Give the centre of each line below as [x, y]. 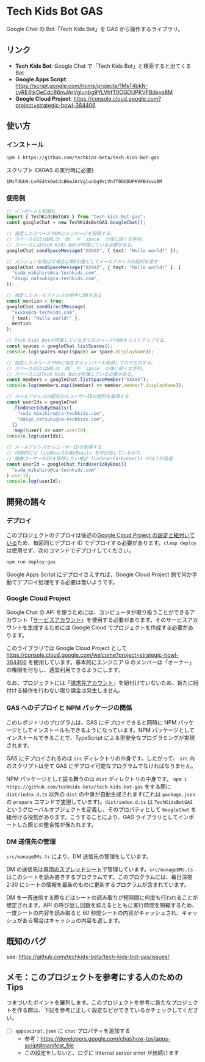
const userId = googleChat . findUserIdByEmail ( [67, 464]
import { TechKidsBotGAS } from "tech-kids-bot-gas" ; [76, 217]
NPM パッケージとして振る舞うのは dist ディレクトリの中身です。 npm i [97, 779]
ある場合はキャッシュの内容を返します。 [73, 920]
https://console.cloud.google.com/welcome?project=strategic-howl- [92, 655]
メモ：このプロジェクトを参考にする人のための [95, 977]
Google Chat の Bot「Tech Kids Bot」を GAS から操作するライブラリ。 [95, 29]
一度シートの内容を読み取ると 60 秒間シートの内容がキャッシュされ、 [94, 912]
